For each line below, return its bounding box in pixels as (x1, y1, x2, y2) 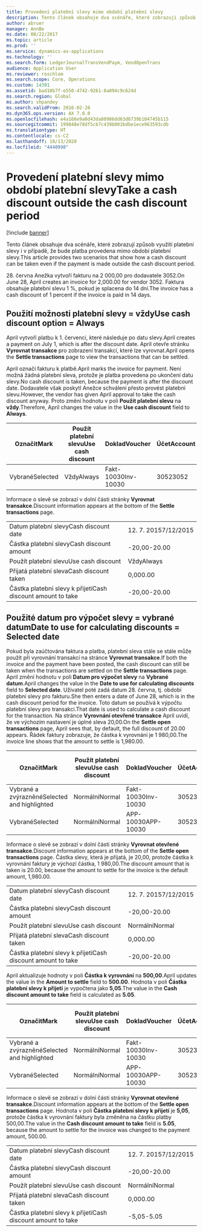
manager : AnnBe (6, 25, 45, 32)
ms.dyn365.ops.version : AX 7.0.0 (6, 110, 91, 116)
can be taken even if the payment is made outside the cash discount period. (6, 260, 195, 267)
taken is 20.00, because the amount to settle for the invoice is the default (6, 867, 188, 874)
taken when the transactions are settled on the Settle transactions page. (6, 667, 188, 674)
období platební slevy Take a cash (6, 183, 177, 197)
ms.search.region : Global (6, 93, 71, 99)
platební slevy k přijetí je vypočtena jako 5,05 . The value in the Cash (6, 985, 178, 992)
